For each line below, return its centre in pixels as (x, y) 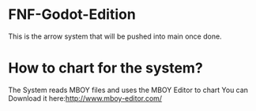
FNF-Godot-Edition (72, 15)
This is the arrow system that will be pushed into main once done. (115, 36)
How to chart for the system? (105, 68)
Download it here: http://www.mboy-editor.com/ (85, 98)
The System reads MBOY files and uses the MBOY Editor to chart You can (128, 90)
